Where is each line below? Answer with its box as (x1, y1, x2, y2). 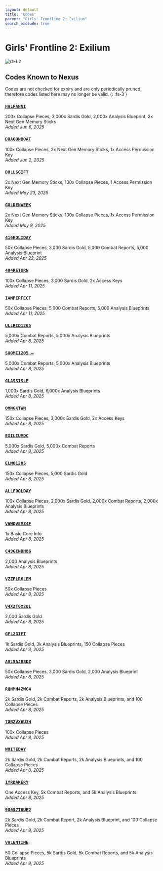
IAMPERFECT (5, 295, 31, 301)
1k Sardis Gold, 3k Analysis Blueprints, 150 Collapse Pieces (5, 641, 125, 647)
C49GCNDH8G (5, 549, 31, 554)
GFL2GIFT (5, 631, 26, 637)
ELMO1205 (5, 460, 26, 466)
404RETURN (5, 268, 29, 273)
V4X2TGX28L (5, 603, 31, 609)
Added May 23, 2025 (5, 190, 48, 196)
